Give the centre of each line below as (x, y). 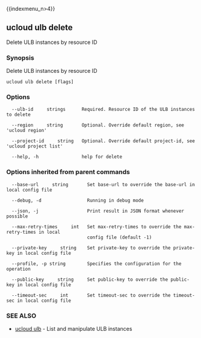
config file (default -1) (119, 237)
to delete (19, 115)
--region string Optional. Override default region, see (98, 125)
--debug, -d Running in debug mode (78, 200)
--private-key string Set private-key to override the (91, 248)
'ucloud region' (26, 131)
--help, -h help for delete (67, 157)
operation (19, 269)
